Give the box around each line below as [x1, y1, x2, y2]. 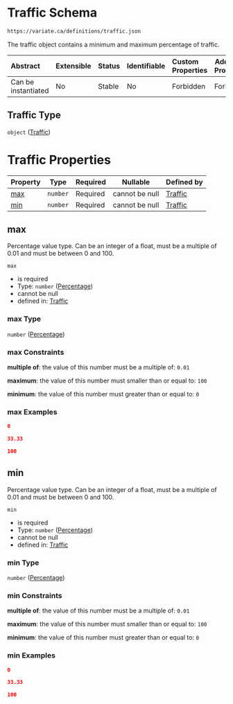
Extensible [55, 61, 92, 71]
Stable [98, 81, 119, 91]
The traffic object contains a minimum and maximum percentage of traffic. [7, 40, 220, 49]
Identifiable [126, 61, 166, 71]
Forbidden [172, 81, 206, 91]
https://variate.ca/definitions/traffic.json [7, 28, 141, 35]
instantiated [10, 85, 49, 95]
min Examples [7, 651, 55, 660]
